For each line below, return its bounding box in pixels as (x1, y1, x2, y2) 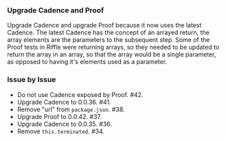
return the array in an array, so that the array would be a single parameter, (7, 50, 216, 58)
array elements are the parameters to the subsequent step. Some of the (7, 36, 210, 44)
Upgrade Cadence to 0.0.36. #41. (16, 98, 111, 106)
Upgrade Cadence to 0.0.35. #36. (16, 120, 112, 128)
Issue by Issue (7, 75, 56, 85)
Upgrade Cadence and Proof (7, 6, 104, 15)
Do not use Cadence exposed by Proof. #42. (16, 90, 144, 98)
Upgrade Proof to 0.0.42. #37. (16, 112, 102, 120)
